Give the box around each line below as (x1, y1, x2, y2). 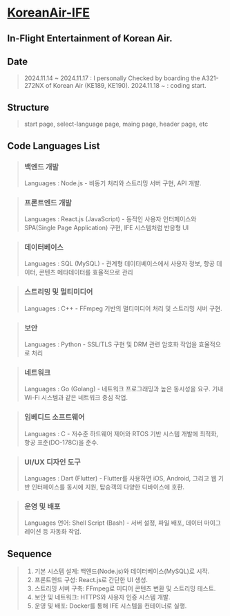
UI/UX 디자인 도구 (23, 457, 81, 467)
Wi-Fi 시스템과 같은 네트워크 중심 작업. (23, 393, 128, 402)
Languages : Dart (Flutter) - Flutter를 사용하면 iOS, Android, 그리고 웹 (23, 474, 217, 482)
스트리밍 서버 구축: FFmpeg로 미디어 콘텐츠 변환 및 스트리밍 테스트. (34, 584, 216, 592)
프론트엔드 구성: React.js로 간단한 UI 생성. (34, 576, 148, 584)
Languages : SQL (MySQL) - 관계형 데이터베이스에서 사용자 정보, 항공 (23, 259, 215, 268)
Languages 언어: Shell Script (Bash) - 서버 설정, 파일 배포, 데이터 (23, 519, 203, 527)
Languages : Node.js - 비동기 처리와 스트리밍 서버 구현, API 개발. (23, 178, 202, 187)
